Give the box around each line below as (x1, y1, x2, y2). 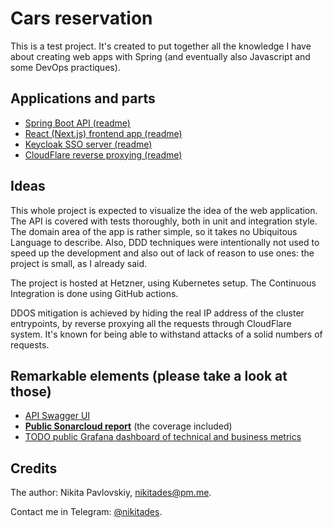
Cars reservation (10, 7, 153, 30)
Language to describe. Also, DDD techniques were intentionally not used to (10, 236, 320, 248)
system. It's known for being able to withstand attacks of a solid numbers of (10, 328, 323, 340)
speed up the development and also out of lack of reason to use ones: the (10, 247, 315, 259)
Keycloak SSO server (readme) (24, 138, 153, 150)
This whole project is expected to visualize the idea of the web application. (10, 204, 318, 216)
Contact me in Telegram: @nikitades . (10, 506, 163, 518)
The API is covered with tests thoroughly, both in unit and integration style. (10, 215, 318, 227)
